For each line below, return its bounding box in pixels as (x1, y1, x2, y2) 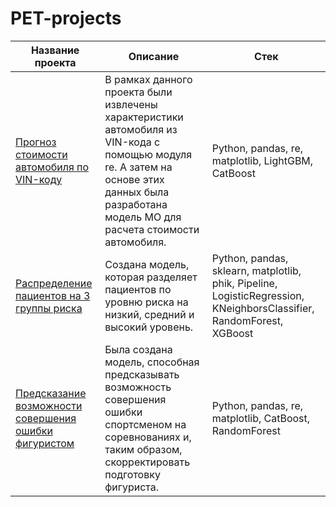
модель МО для (104, 210, 182, 224)
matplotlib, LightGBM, (211, 153, 314, 167)
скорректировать (104, 455, 191, 469)
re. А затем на (104, 160, 173, 174)
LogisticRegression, (211, 288, 305, 302)
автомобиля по (15, 160, 90, 174)
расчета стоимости (104, 222, 200, 236)
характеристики (104, 110, 184, 124)
